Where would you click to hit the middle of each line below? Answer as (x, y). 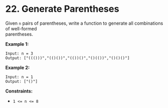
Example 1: (17, 44)
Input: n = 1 (19, 77)
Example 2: (17, 67)
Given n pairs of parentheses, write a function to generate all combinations (84, 23)
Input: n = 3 (19, 53)
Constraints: (19, 91)
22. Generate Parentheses (62, 9)
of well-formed (21, 28)
